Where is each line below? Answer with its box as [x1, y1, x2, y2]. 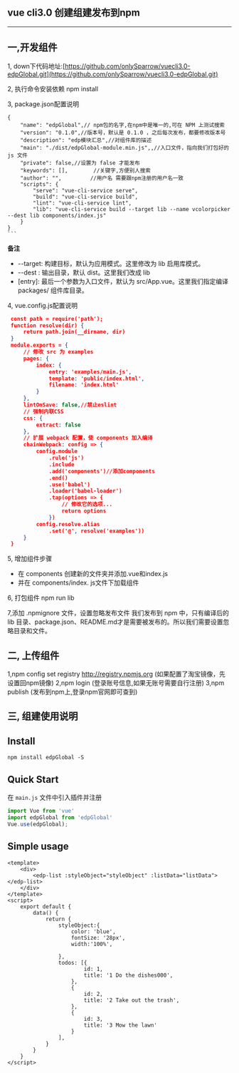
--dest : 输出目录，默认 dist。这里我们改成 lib [17, 268, 151, 277]
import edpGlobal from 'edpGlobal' [7, 813, 113, 821]
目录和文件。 [13, 627, 51, 635]
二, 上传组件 [7, 650, 60, 662]
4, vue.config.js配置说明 [7, 301, 78, 309]
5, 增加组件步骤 [7, 555, 52, 563]
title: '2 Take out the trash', [83, 997, 180, 1004]
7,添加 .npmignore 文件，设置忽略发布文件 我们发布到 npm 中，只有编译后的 [7, 609, 229, 617]
